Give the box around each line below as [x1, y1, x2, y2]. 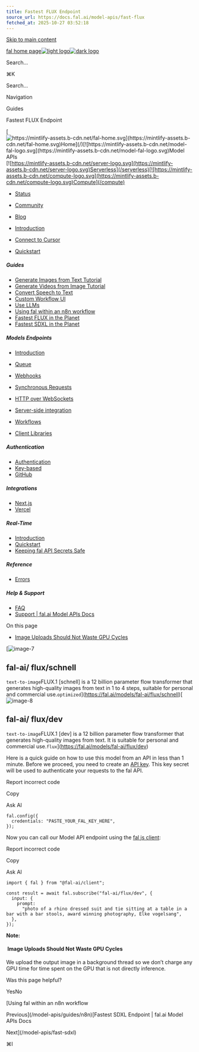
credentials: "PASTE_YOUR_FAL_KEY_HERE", [11, 818, 116, 824]
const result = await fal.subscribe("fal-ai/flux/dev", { [6, 890, 153, 896]
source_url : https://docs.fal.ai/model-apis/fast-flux [6, 14, 145, 20]
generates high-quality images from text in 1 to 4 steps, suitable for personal [6, 684, 193, 691]
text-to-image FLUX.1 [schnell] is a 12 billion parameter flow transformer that [6, 678, 193, 685]
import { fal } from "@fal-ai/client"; [6, 880, 105, 886]
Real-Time [6, 519, 33, 527]
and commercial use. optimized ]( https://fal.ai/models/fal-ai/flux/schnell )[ [6, 691, 183, 698]
